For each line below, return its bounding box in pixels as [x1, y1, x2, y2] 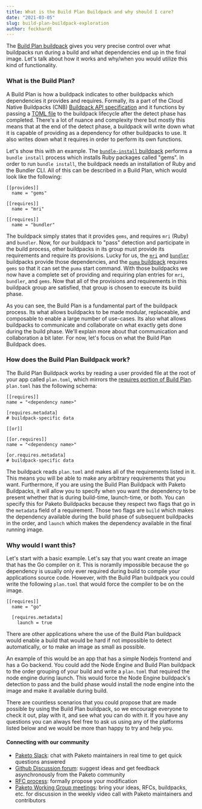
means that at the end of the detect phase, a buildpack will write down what [6, 122, 195, 130]
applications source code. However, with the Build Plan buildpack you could [6, 574, 195, 581]
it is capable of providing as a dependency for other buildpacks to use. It [6, 129, 187, 136]
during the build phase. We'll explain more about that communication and [6, 327, 188, 335]
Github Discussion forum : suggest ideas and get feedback [14, 765, 160, 772]
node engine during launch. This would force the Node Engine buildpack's [6, 674, 191, 681]
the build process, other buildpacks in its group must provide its [6, 245, 165, 252]
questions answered [14, 758, 66, 765]
